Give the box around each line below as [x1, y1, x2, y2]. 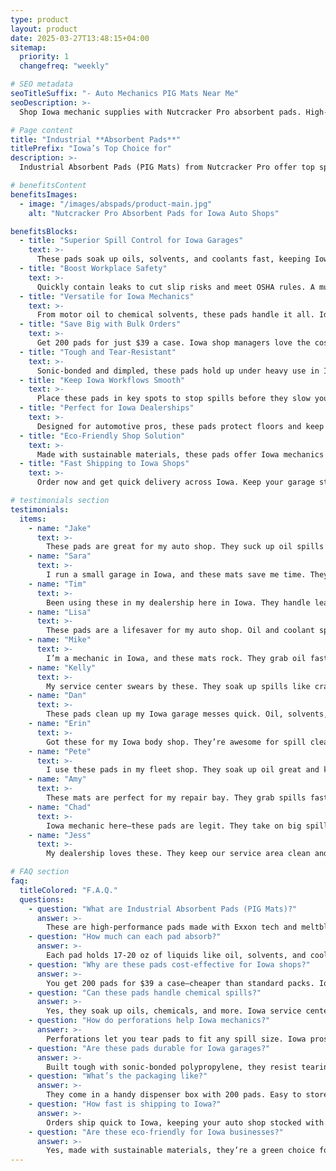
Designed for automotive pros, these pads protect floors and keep [36, 421, 325, 431]
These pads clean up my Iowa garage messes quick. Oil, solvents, [46, 709, 329, 720]
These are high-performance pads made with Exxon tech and [46, 922, 298, 933]
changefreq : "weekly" [19, 61, 110, 71]
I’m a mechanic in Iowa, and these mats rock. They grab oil [46, 653, 307, 663]
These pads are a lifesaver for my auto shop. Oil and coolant [46, 626, 315, 636]
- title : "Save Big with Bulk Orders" [19, 319, 182, 330]
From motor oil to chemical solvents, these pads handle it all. [36, 310, 315, 320]
